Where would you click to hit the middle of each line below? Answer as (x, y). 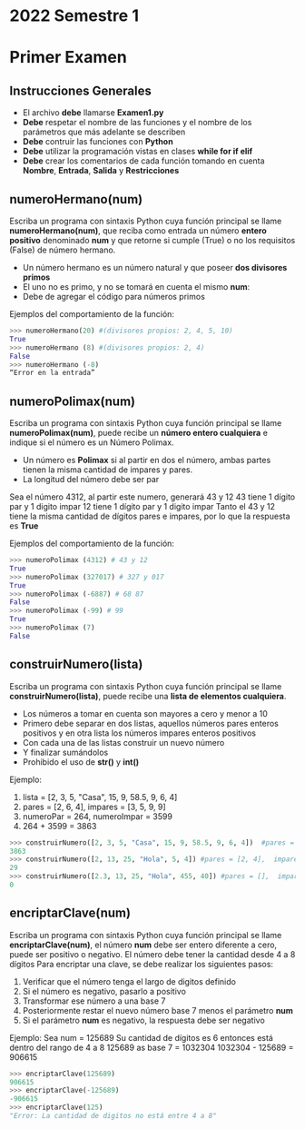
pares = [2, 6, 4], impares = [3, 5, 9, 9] (94, 807)
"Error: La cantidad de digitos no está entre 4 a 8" (113, 1116)
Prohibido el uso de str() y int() (81, 762)
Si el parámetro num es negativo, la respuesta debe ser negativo (143, 1020)
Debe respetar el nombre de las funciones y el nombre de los (137, 123)
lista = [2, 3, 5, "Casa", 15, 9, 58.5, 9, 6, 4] (100, 797)
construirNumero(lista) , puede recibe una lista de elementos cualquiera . (148, 696)
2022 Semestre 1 (74, 16)
